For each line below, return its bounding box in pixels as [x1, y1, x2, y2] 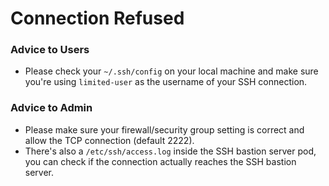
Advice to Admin [10, 101, 93, 115]
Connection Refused [10, 7, 185, 30]
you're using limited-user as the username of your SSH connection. [24, 76, 308, 88]
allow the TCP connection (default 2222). [24, 134, 195, 146]
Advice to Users [10, 43, 90, 57]
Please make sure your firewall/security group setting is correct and [24, 123, 305, 136]
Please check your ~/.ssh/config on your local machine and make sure [24, 65, 319, 77]
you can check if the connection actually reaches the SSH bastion [24, 155, 297, 167]
